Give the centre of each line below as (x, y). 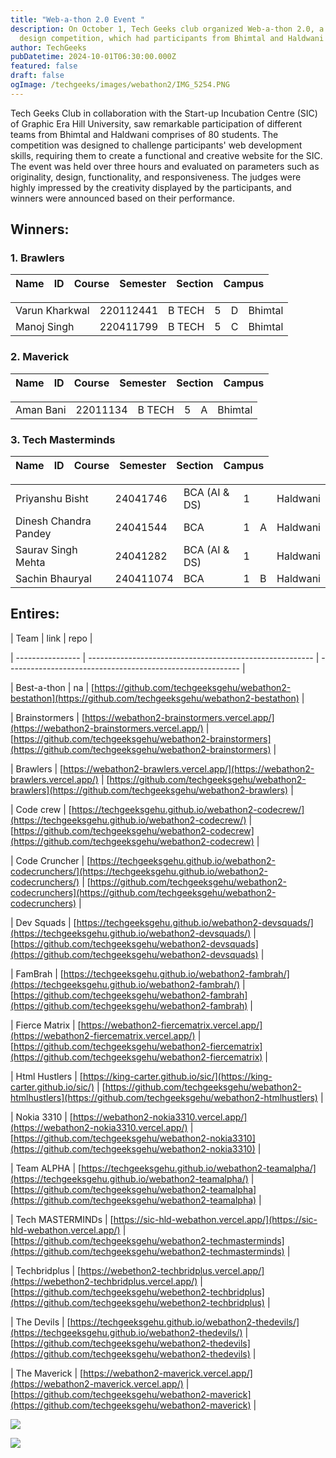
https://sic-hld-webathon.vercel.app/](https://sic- (215, 1219)
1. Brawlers (37, 258)
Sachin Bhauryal (53, 579)
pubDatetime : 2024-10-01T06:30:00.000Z (93, 57)
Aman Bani (41, 409)
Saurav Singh (46, 550)
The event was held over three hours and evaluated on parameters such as (165, 166)
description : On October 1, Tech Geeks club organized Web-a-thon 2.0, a (167, 29)
